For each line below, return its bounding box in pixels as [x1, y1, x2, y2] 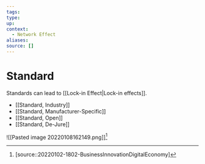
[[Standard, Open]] [15, 114, 63, 121]
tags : [6, 9, 20, 15]
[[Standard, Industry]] [15, 101, 70, 109]
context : [6, 26, 29, 32]
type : [6, 15, 20, 21]
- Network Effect [12, 32, 56, 38]
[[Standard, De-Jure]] [15, 120, 70, 128]
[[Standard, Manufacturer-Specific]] [15, 107, 106, 115]
